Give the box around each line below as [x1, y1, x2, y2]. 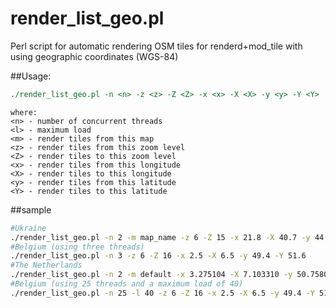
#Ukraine [10, 223, 47, 233]
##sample [10, 203, 52, 216]
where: [10, 107, 38, 117]
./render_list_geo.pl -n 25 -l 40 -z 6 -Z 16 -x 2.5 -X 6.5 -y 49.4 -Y [10, 288, 315, 298]
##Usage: [10, 70, 52, 82]
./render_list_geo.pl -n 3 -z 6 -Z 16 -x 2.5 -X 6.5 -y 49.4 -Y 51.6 [10, 251, 307, 261]
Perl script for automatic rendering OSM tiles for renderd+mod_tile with [10, 40, 303, 52]
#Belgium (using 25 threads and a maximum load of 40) [10, 279, 244, 289]
